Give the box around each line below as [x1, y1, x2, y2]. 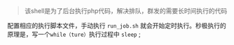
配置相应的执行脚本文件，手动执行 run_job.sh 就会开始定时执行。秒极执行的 [7, 21, 226, 30]
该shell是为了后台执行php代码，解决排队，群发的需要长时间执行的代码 [24, 7, 228, 15]
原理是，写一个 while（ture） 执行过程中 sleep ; [7, 30, 142, 38]
